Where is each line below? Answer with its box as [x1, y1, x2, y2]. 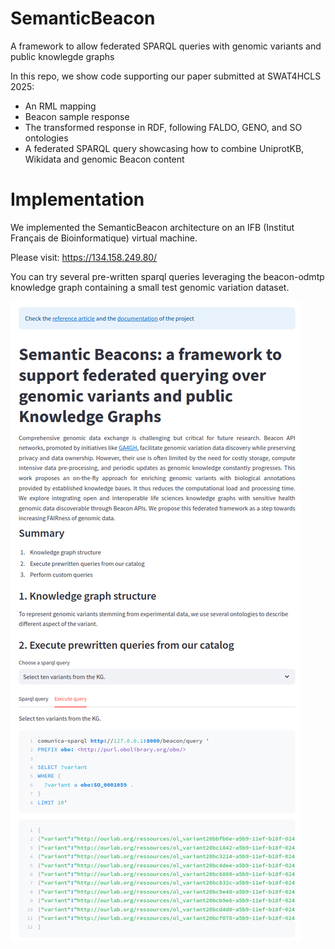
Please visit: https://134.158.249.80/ [10, 251, 158, 263]
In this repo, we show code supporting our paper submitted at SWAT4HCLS [10, 70, 322, 82]
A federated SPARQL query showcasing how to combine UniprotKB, [24, 142, 305, 154]
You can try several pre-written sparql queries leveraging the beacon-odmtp [10, 270, 325, 282]
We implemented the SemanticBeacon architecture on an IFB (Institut [10, 221, 295, 233]
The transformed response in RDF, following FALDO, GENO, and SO [24, 121, 303, 133]
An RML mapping [24, 100, 97, 112]
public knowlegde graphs [10, 50, 115, 62]
